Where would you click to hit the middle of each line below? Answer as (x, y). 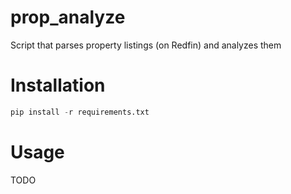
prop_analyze (68, 17)
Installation (58, 85)
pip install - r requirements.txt (80, 112)
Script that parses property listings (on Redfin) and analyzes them (146, 45)
